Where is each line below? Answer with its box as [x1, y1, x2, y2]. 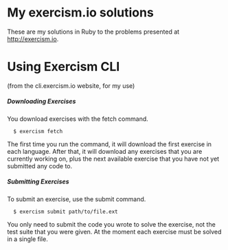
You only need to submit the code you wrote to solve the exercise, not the [7, 220, 216, 228]
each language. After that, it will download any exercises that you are [7, 147, 203, 155]
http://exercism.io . [7, 34, 59, 43]
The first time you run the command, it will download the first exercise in [7, 139, 212, 148]
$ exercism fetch [13, 128, 63, 135]
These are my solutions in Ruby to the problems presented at [7, 27, 180, 36]
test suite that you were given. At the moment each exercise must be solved [7, 227, 222, 236]
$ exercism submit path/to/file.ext [13, 208, 118, 215]
